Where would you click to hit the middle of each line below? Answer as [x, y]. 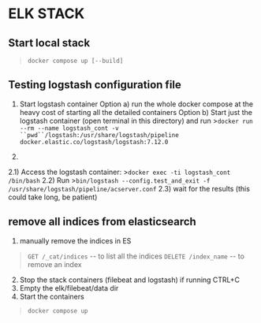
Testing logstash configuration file [95, 85]
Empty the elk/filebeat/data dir [69, 288]
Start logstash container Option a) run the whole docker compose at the [136, 104]
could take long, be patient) [53, 197]
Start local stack [49, 43]
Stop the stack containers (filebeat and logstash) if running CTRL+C [130, 280]
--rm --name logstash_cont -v [69, 128]
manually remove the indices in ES [75, 240]
